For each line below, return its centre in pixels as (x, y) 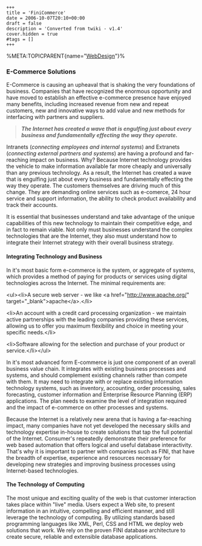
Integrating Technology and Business (54, 256)
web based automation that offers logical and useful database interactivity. (99, 445)
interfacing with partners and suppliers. (55, 117)
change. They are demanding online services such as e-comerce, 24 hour (99, 192)
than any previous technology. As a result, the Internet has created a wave (99, 173)
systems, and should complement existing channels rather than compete (97, 375)
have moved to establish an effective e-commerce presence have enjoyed (99, 98)
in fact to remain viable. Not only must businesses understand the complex (99, 230)
